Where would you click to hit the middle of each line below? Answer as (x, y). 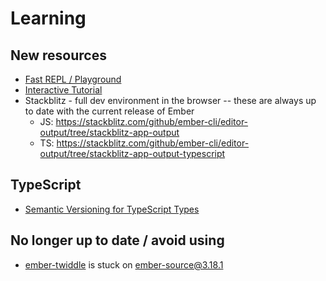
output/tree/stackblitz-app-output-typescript (132, 153)
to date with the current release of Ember (109, 111)
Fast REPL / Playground (73, 79)
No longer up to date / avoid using (117, 240)
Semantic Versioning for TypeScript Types (112, 209)
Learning (48, 18)
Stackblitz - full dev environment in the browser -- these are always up (170, 100)
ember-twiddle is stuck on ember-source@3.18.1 (124, 264)
